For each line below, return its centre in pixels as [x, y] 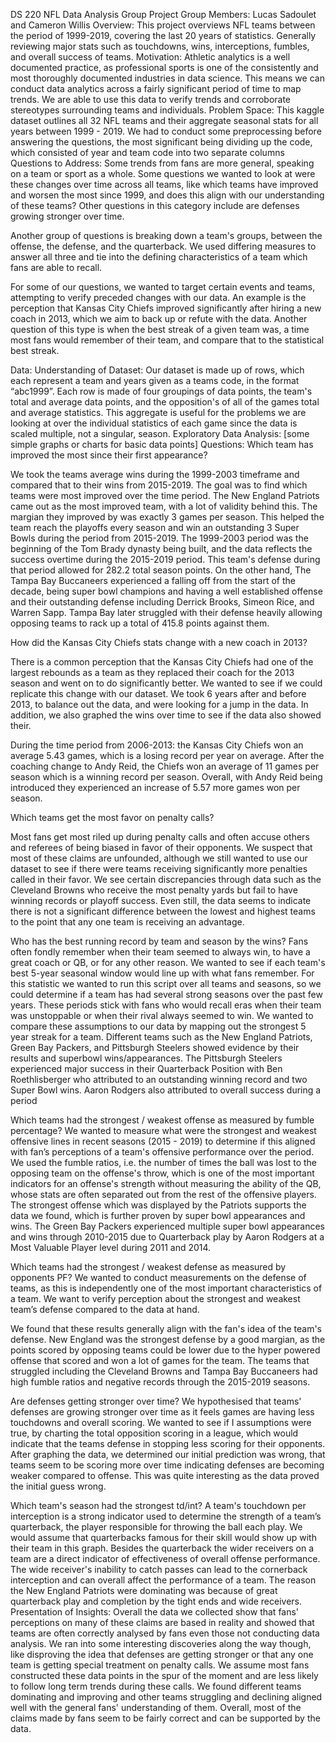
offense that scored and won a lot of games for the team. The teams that [160, 1360]
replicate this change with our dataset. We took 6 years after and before [158, 693]
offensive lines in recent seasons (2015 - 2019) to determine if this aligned [163, 1141]
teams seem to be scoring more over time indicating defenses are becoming [167, 1465]
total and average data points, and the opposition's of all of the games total [165, 402]
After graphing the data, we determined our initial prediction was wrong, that [168, 1454]
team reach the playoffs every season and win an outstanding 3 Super [155, 527]
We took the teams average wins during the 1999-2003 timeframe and [155, 474]
